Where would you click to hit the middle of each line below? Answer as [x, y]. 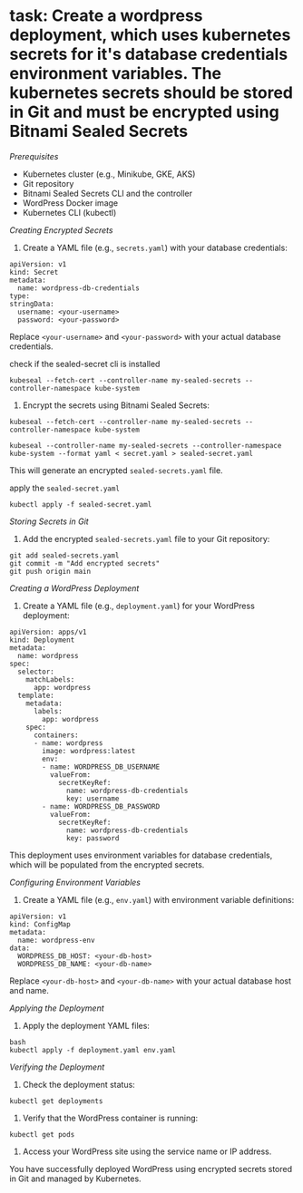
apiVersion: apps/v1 [49, 632]
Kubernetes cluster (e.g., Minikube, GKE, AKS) [109, 174]
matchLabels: [50, 679]
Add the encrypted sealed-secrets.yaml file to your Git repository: [146, 538]
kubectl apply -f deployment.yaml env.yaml [93, 1050]
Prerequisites [34, 156]
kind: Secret [34, 272]
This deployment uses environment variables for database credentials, [141, 855]
